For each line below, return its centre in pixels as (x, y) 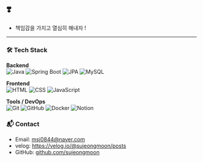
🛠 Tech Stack (27, 50)
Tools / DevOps (26, 102)
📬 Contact (23, 124)
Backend (18, 65)
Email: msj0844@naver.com (50, 140)
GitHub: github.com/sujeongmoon (57, 152)
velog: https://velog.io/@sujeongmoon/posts (70, 146)
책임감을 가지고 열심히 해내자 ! (50, 28)
